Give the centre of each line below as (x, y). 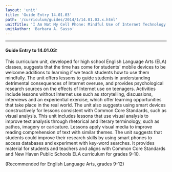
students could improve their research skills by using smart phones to (79, 138)
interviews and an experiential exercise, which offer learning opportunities (83, 100)
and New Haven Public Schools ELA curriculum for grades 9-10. (72, 154)
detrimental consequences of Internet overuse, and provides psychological (84, 83)
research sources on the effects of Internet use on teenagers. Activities (81, 89)
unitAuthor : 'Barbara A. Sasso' (40, 29)
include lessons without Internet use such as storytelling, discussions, (79, 94)
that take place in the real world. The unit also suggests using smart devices (85, 105)
